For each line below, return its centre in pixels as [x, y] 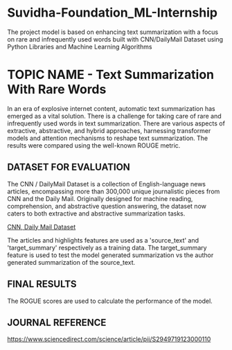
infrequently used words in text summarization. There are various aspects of [116, 123]
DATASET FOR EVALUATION [69, 167]
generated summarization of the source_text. [71, 262]
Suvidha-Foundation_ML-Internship [113, 13]
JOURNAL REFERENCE [57, 323]
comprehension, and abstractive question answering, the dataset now [107, 206]
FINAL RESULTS [42, 285]
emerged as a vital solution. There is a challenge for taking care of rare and [114, 116]
